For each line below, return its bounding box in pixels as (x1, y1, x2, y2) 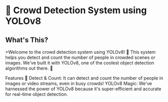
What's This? (5, 36, 48, 44)
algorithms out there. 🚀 (5, 65, 53, 71)
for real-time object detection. (5, 91, 68, 97)
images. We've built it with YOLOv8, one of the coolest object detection (5, 60, 155, 65)
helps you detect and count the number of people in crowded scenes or (5, 54, 156, 60)
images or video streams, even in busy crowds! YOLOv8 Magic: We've (5, 81, 152, 86)
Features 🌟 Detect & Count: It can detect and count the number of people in (5, 75, 163, 81)
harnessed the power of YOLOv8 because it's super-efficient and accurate (5, 86, 161, 92)
